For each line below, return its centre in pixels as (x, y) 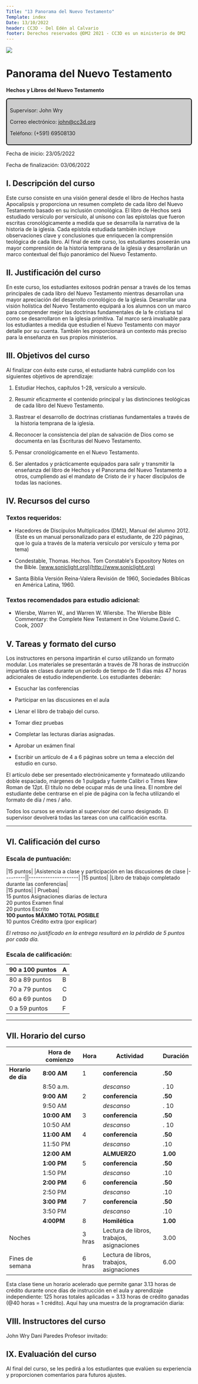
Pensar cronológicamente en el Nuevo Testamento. (77, 452)
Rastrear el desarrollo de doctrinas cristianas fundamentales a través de (102, 417)
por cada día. (23, 939)
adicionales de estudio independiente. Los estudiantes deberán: (84, 677)
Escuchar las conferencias (47, 689)
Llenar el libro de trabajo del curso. (57, 711)
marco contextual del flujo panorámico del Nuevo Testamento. (82, 254)
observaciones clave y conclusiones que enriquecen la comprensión (89, 235)
